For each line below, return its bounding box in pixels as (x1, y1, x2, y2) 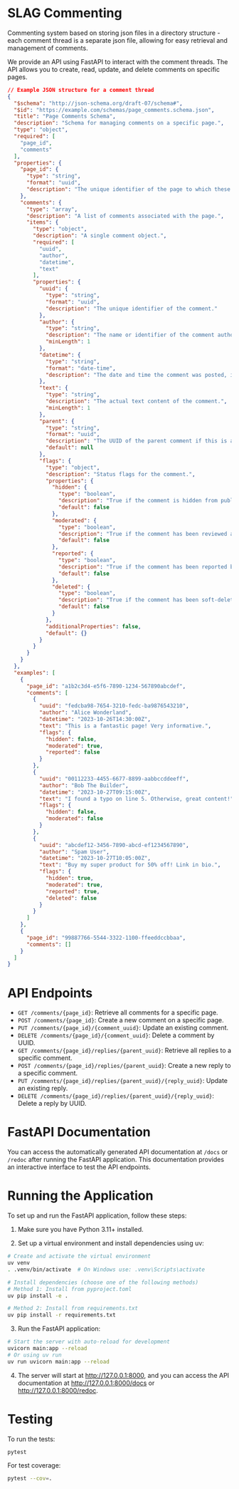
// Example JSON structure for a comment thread (7, 86, 154, 93)
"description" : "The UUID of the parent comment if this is (45, 437, 228, 445)
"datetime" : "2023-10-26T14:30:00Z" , (38, 716, 152, 723)
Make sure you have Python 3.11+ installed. (17, 1225, 144, 1234)
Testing (7, 1411, 53, 1427)
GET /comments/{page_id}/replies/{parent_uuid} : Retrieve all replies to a (17, 1046, 232, 1055)
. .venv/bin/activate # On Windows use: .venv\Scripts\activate (7, 1266, 205, 1273)
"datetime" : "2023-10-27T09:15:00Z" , (38, 789, 152, 796)
